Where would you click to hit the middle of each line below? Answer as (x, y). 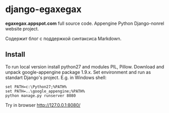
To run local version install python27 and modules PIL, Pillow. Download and (85, 66)
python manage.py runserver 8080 (41, 96)
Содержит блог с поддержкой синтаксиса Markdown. (63, 39)
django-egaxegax (44, 9)
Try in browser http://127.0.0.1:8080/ (43, 105)
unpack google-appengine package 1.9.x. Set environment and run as (78, 72)
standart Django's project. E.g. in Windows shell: (56, 78)
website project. (22, 28)
